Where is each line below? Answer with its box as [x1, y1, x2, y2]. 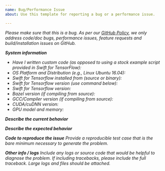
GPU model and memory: [12, 106, 64, 112]
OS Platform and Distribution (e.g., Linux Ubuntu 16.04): [12, 69, 126, 75]
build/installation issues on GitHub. [5, 40, 76, 46]
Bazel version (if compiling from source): [12, 91, 95, 97]
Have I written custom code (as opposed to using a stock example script [12, 59, 160, 65]
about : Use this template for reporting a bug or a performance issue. [5, 12, 155, 17]
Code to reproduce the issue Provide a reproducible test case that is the [5, 135, 153, 141]
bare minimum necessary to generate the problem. [5, 140, 108, 146]
